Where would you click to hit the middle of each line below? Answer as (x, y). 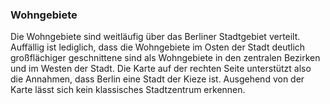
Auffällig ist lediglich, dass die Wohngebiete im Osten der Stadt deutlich (158, 47)
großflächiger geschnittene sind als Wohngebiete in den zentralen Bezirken (165, 58)
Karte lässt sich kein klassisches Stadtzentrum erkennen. (128, 90)
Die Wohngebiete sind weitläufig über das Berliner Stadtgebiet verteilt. (155, 37)
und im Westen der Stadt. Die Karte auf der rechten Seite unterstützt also (161, 69)
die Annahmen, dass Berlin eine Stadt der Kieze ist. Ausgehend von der (157, 79)
